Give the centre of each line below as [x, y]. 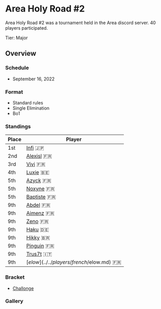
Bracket [15, 277]
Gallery [14, 301]
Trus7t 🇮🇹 [39, 254]
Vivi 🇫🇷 [36, 164]
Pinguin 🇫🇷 [40, 246]
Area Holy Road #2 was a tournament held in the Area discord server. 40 [80, 23]
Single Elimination [31, 108]
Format [14, 92]
